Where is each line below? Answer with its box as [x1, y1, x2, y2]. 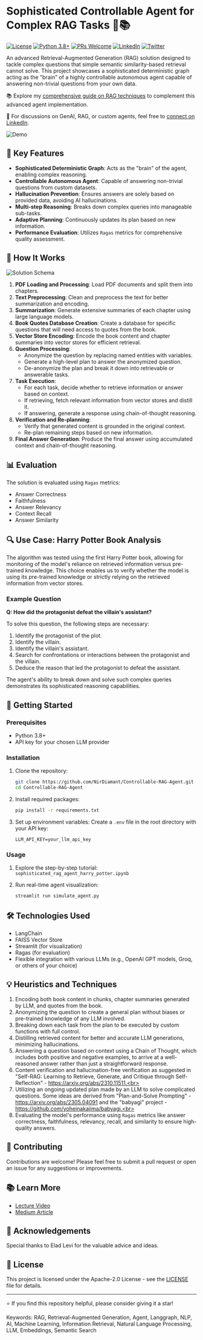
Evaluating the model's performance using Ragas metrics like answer [14, 1111, 185, 1119]
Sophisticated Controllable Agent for [6, 4, 195, 18]
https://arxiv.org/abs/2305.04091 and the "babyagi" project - [14, 1098, 167, 1105]
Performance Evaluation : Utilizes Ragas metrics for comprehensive [14, 228, 182, 236]
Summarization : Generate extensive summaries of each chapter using [14, 306, 191, 313]
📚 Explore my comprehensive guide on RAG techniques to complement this [6, 92, 195, 99]
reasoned [14, 1059, 39, 1067]
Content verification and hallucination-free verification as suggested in [14, 1066, 192, 1073]
